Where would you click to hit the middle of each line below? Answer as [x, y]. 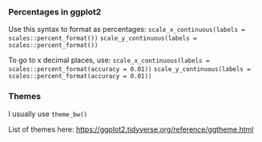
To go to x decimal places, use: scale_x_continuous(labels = [109, 60]
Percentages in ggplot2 [55, 12]
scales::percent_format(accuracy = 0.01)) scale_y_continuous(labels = [129, 69]
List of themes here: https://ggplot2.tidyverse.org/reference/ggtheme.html [131, 129]
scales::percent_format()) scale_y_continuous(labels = [103, 38]
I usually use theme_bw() [48, 113]
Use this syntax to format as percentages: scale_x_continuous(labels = [127, 30]
